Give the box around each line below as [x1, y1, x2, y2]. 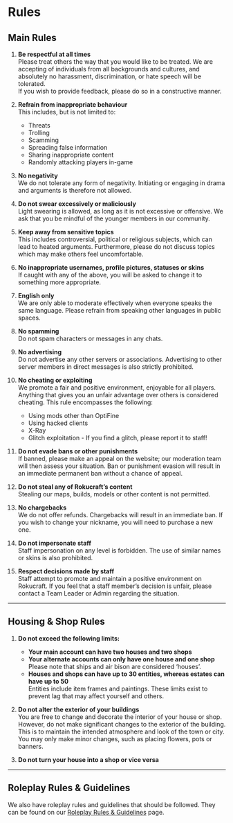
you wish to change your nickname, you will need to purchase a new [17, 518, 214, 526]
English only [17, 292, 55, 300]
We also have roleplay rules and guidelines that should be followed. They [8, 800, 216, 808]
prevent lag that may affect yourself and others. [28, 691, 165, 700]
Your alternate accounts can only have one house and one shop [28, 655, 215, 663]
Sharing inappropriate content [28, 150, 114, 159]
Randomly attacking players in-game [28, 158, 133, 166]
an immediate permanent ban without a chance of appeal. [17, 469, 183, 477]
